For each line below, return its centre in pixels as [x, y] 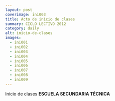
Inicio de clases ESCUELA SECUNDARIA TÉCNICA [58, 93]
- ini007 [19, 70]
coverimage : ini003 [26, 14]
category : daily [22, 28]
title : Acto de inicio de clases [40, 19]
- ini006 [19, 65]
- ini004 [19, 56]
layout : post [19, 10]
